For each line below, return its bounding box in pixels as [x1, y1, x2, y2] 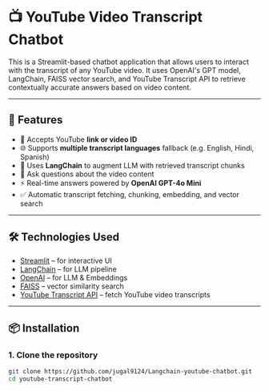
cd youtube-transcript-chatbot [8, 375, 113, 383]
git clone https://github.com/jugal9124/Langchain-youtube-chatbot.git [8, 368, 252, 376]
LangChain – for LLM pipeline [19, 264, 118, 274]
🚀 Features [8, 113, 63, 127]
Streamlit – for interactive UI [19, 256, 112, 265]
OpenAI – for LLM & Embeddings [19, 272, 128, 282]
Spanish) [19, 151, 50, 162]
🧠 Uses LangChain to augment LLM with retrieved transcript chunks [19, 160, 246, 170]
